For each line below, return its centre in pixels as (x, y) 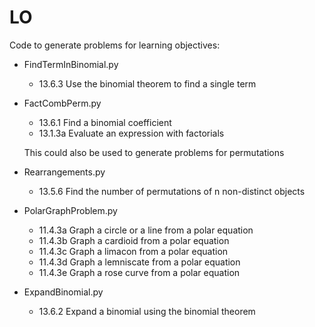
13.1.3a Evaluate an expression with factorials (131, 133)
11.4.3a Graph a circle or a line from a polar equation (146, 230)
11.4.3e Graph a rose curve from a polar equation (139, 272)
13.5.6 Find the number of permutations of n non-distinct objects (172, 191)
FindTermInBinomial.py (71, 64)
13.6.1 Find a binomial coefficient (105, 122)
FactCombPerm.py (62, 103)
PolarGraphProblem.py (70, 210)
